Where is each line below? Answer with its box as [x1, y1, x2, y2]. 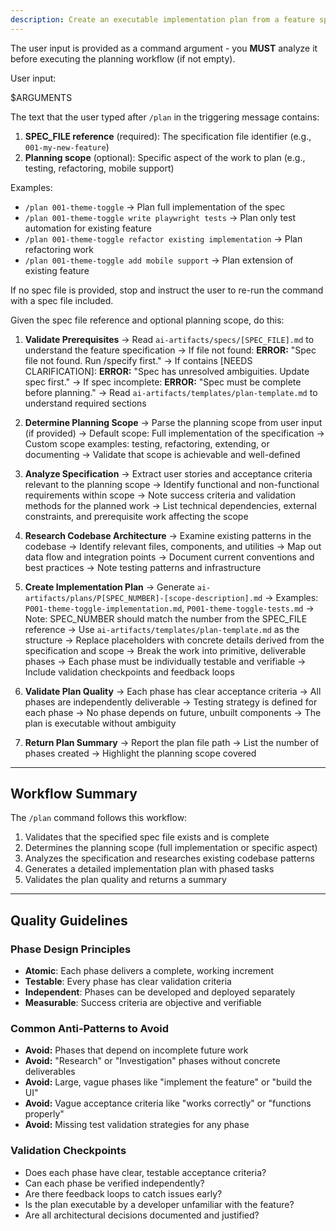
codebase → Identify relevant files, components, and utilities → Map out [24, 540, 322, 552]
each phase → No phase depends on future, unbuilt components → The [24, 706, 322, 718]
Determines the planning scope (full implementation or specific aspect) [24, 842, 318, 854]
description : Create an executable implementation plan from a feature [10, 14, 315, 25]
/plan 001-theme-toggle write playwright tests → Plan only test [24, 211, 297, 223]
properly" [24, 1108, 65, 1120]
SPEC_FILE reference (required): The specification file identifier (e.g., [24, 130, 312, 142]
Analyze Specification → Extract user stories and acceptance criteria [24, 467, 313, 480]
